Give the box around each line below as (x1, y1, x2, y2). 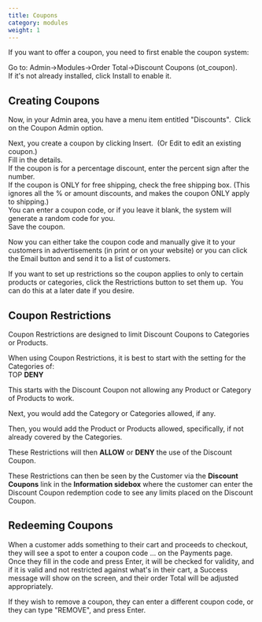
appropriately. (8, 581, 54, 591)
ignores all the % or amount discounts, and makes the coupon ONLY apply (8, 189, 250, 198)
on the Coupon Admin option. (8, 123, 104, 133)
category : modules (8, 19, 68, 27)
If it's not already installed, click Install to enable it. (8, 72, 172, 81)
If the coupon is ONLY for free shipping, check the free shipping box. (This (8, 180, 250, 190)
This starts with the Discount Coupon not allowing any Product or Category (8, 385, 252, 394)
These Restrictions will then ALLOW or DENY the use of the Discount (8, 447, 232, 457)
